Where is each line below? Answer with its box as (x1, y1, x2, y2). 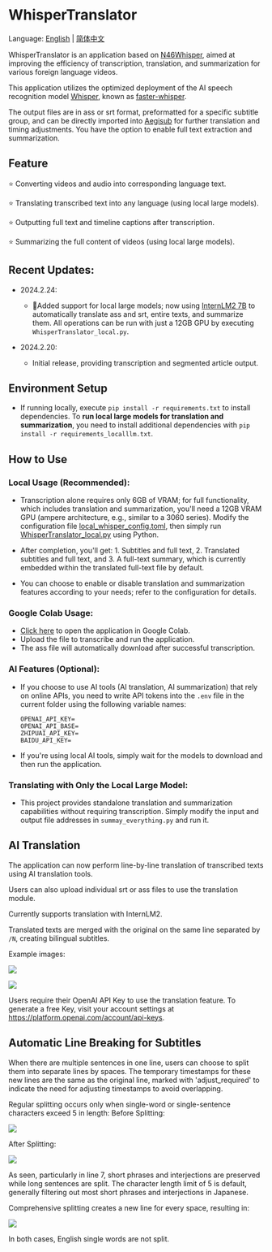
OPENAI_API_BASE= (19, 721, 79, 730)
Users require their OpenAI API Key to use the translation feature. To (8, 995, 236, 1005)
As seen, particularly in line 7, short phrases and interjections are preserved (8, 1170, 261, 1180)
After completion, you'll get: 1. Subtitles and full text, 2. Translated (19, 546, 240, 556)
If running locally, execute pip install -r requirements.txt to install (19, 403, 251, 413)
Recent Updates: (8, 263, 95, 277)
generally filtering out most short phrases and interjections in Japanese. (8, 1187, 249, 1197)
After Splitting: (8, 1139, 57, 1149)
